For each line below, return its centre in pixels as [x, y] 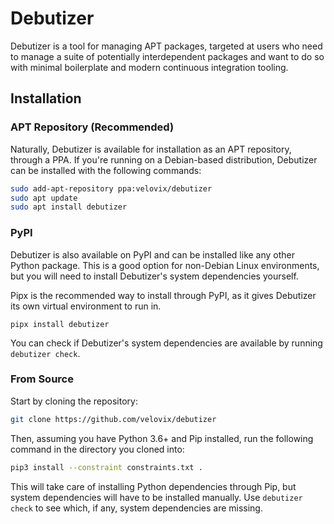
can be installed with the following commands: [106, 170]
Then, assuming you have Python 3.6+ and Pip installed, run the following [162, 438]
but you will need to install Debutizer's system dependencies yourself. [154, 276]
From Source [42, 379]
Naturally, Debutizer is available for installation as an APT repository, [151, 149]
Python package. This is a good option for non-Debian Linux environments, [165, 265]
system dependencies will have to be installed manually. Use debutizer [156, 497]
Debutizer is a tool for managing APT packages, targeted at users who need [166, 46]
